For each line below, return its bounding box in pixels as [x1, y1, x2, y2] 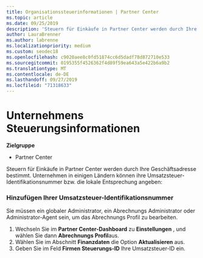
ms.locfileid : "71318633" [6, 83, 72, 89]
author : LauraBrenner [6, 32, 61, 38]
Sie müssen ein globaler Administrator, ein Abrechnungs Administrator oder [6, 207, 196, 215]
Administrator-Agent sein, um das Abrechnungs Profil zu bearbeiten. [6, 214, 178, 221]
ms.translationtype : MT [6, 65, 67, 72]
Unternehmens [6, 109, 84, 122]
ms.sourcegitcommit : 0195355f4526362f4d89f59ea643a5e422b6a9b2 [6, 60, 170, 66]
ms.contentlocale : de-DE [6, 71, 69, 77]
